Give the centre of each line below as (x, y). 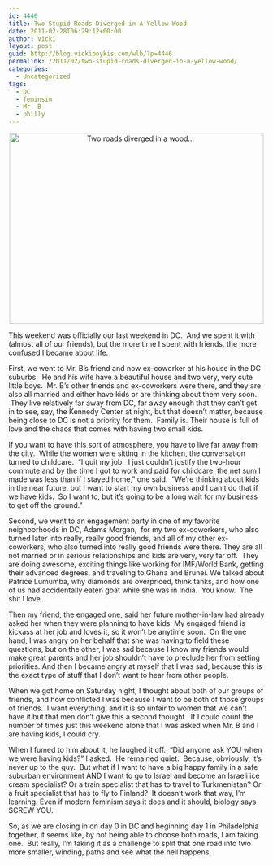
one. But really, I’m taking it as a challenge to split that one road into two (130, 843)
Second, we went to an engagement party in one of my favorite (114, 521)
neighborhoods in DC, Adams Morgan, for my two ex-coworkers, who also (134, 529)
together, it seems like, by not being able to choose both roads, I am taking (133, 834)
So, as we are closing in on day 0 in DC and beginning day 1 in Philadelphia (134, 826)
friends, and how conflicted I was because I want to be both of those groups (136, 699)
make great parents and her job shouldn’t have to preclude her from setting (134, 657)
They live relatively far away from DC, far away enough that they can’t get (134, 403)
